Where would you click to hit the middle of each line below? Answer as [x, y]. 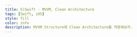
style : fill [17, 18]
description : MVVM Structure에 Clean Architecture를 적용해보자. [69, 27]
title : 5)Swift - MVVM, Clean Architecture [50, 9]
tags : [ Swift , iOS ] [25, 14]
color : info [17, 23]
